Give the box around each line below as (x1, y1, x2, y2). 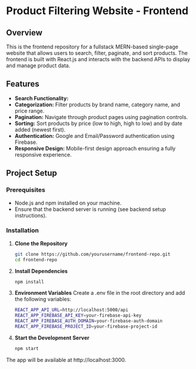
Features (6, 79, 39, 89)
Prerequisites (6, 186, 45, 194)
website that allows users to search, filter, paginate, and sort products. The (6, 50, 188, 57)
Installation (6, 226, 39, 235)
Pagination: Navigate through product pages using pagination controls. (14, 113, 188, 120)
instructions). (14, 212, 47, 219)
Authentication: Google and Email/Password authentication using (14, 132, 175, 139)
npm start (14, 345, 39, 351)
